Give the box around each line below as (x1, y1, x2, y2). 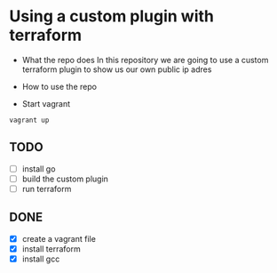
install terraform (21, 243, 82, 254)
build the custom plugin (21, 173, 109, 184)
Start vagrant (21, 98, 71, 108)
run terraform (21, 183, 72, 194)
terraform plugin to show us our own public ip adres (21, 64, 212, 75)
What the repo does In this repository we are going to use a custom (21, 54, 269, 65)
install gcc (21, 253, 60, 264)
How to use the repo (21, 81, 98, 92)
